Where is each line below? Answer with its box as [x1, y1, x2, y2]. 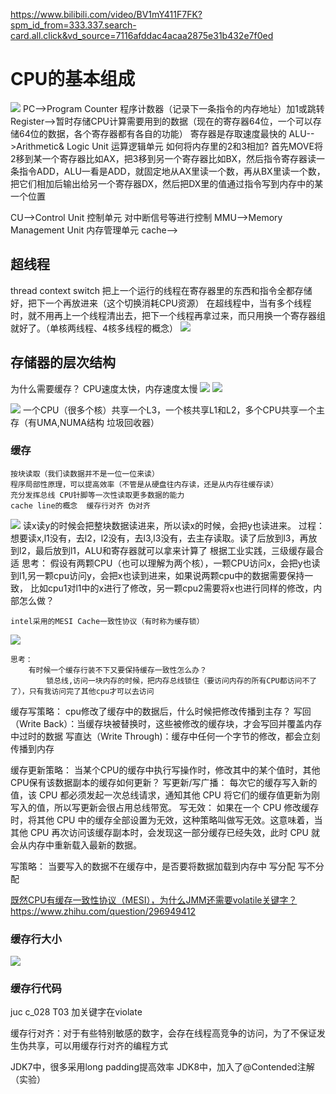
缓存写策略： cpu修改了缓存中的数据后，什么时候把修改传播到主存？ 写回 [10, 705, 312, 717]
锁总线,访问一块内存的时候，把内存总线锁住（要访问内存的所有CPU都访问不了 [46, 675, 318, 686]
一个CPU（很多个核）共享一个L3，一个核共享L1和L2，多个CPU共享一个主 [22, 404, 326, 416]
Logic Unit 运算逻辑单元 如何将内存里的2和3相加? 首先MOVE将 [66, 140, 323, 152]
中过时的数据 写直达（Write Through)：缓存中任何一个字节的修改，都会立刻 [10, 730, 321, 742]
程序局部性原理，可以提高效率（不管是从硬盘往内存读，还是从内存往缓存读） [10, 479, 279, 489]
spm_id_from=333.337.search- [10, 19, 137, 31]
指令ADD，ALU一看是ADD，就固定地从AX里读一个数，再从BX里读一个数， [18, 165, 326, 177]
